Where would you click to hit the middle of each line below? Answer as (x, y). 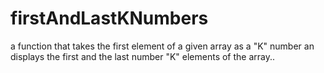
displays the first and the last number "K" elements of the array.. (143, 56)
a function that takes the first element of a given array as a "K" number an (162, 46)
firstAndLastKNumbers (109, 18)
